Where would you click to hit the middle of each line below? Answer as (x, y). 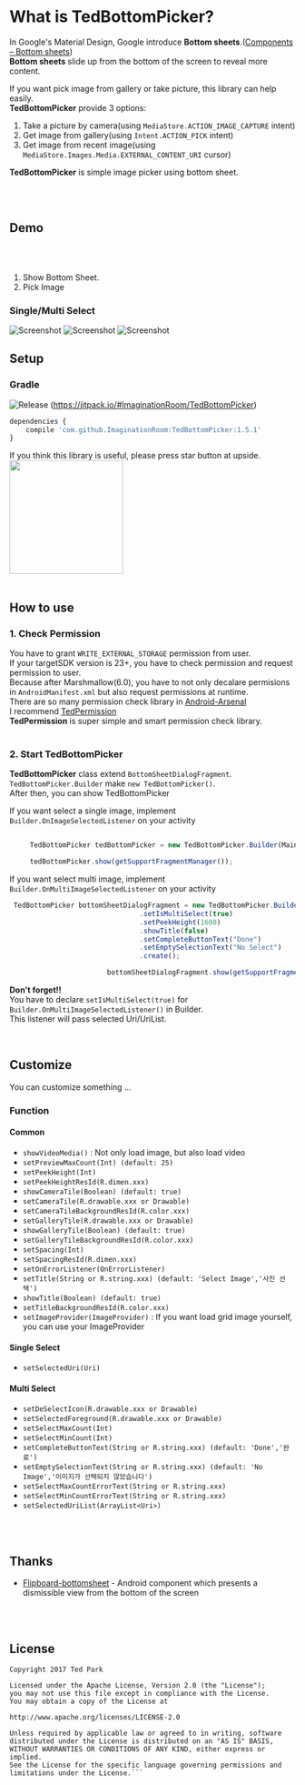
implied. (26, 1758)
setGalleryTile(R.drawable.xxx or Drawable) (108, 1221)
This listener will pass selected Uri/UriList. (88, 1019)
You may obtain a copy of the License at (89, 1702)
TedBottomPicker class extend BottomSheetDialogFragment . (121, 774)
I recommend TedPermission (63, 711)
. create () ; (160, 956)
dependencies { (38, 421)
